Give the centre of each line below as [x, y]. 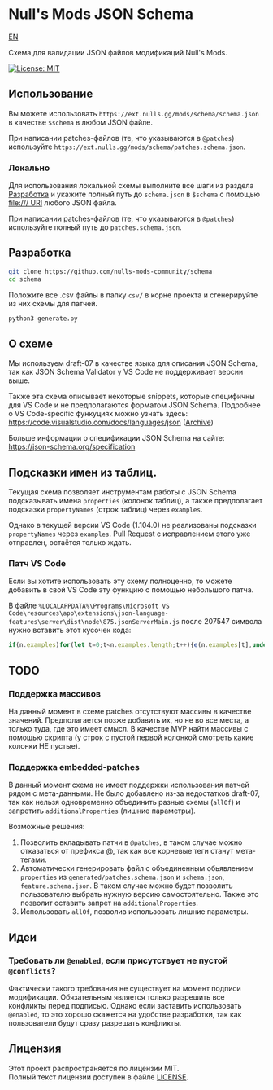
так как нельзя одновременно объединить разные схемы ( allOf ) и [125, 802]
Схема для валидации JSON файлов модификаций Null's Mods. [118, 52]
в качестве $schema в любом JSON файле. [80, 122]
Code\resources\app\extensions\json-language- [89, 613]
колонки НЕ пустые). [44, 745]
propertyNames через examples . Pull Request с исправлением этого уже [130, 534]
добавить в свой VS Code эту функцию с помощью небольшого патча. [131, 590]
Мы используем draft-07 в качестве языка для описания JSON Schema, [133, 363]
